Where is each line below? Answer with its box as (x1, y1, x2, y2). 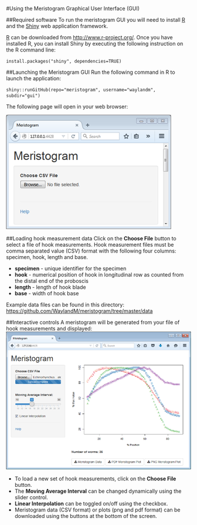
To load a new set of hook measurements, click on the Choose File (14, 475, 176, 482)
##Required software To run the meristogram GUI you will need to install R (6, 16, 186, 23)
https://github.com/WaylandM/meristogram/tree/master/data (6, 307, 153, 314)
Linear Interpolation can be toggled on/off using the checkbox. (14, 500, 168, 507)
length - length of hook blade (14, 284, 86, 291)
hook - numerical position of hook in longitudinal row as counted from (14, 271, 184, 278)
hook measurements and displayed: (6, 325, 93, 332)
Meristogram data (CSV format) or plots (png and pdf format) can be (14, 506, 181, 513)
